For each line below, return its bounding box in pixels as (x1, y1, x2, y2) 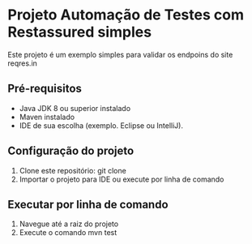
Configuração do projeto (7, 144, 135, 158)
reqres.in (7, 58, 38, 68)
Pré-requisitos (7, 82, 83, 96)
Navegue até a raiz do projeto (19, 219, 119, 229)
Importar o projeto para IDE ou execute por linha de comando (19, 174, 224, 184)
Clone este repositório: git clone (19, 165, 126, 175)
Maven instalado (19, 112, 75, 122)
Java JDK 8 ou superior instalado (19, 103, 131, 113)
